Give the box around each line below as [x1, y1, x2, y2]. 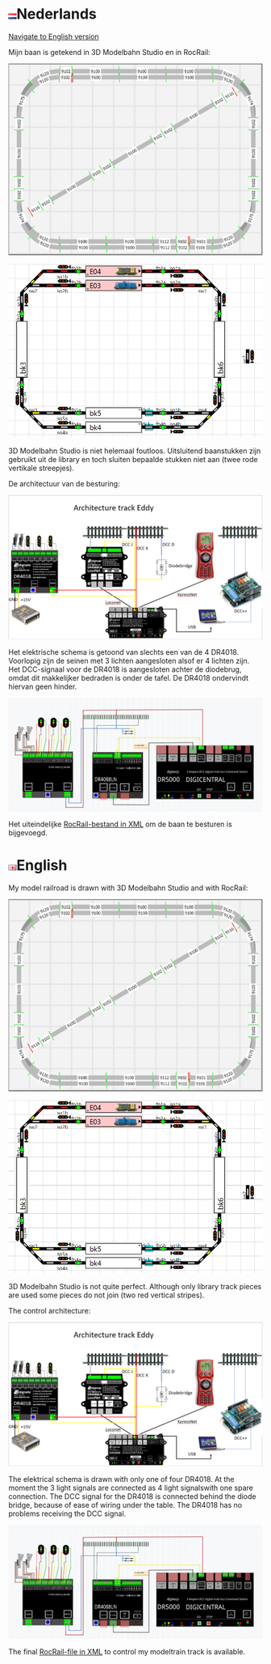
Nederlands [16, 5, 97, 23]
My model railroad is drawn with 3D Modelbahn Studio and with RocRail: [8, 883, 248, 893]
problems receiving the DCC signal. [8, 1509, 127, 1518]
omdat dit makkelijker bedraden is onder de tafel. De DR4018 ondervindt [8, 673, 248, 682]
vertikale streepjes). [8, 463, 75, 473]
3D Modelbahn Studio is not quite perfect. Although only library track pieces [8, 1282, 262, 1292]
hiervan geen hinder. [8, 681, 77, 691]
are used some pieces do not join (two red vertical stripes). [8, 1290, 205, 1300]
